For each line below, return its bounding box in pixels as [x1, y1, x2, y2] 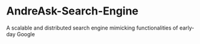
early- [179, 24, 195, 31]
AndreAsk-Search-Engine [6, 4, 139, 18]
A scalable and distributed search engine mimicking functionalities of [6, 24, 178, 31]
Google [17, 30, 35, 37]
